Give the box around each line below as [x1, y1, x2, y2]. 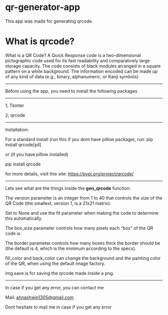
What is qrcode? [5, 36, 75, 47]
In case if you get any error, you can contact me [5, 284, 104, 290]
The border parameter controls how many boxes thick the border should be [5, 240, 160, 246]
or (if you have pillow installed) [5, 151, 68, 157]
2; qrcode [5, 112, 25, 118]
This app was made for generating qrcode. [5, 18, 93, 24]
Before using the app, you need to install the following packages [5, 88, 137, 94]
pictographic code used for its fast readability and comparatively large [5, 57, 150, 64]
